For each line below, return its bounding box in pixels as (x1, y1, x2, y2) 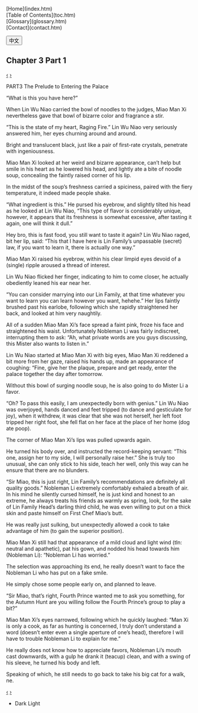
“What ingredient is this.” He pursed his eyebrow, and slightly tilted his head (6, 201, 191, 208)
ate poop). (6, 425, 31, 432)
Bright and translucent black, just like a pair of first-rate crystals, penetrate (6, 141, 188, 148)
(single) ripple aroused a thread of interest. (6, 261, 111, 268)
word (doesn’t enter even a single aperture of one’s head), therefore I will (6, 628, 184, 635)
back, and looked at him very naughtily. (6, 310, 102, 317)
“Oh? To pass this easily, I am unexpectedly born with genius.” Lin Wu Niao (6, 399, 189, 407)
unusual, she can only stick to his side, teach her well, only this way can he (6, 460, 189, 467)
